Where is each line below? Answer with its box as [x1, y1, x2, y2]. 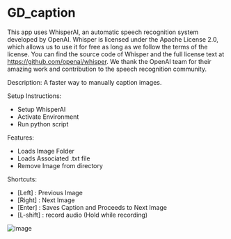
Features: [7, 133, 35, 142]
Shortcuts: [7, 175, 37, 183]
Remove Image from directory [17, 161, 103, 170]
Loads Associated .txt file [17, 154, 90, 163]
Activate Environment [17, 113, 79, 121]
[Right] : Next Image [17, 196, 75, 204]
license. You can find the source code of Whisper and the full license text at [7, 50, 225, 58]
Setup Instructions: [7, 92, 62, 100]
